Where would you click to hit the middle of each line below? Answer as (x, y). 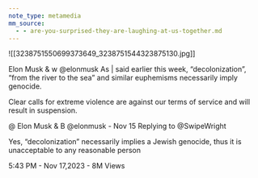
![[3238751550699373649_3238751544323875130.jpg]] (102, 54)
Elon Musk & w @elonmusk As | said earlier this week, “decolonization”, (127, 69)
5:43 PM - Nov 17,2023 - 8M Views (67, 166)
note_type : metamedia (45, 16)
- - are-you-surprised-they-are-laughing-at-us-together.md (119, 31)
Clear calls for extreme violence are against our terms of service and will (129, 102)
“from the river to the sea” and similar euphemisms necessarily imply (123, 78)
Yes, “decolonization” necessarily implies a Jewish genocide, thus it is (125, 142)
